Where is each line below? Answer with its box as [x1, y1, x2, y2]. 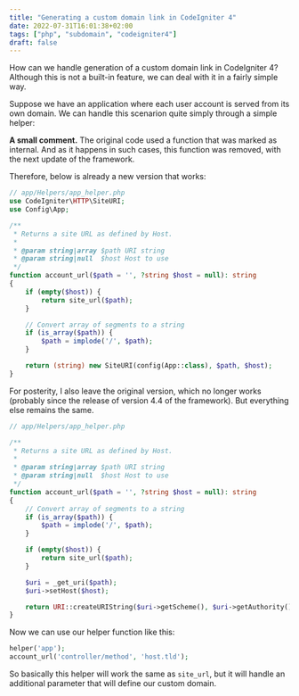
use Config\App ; [9, 205, 69, 214]
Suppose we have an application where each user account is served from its [9, 99, 290, 110]
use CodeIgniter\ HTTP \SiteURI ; [9, 197, 125, 206]
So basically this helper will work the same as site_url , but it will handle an [9, 668, 286, 679]
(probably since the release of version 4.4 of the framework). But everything [9, 394, 289, 406]
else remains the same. [9, 404, 95, 415]
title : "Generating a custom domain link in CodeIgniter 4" [9, 12, 238, 22]
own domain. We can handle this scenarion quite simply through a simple [9, 108, 278, 119]
